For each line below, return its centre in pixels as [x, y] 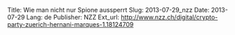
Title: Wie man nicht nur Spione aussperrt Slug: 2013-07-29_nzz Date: [108, 10]
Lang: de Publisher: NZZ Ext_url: [73, 17]
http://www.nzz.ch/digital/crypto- [169, 17]
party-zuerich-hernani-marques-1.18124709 [70, 24]
